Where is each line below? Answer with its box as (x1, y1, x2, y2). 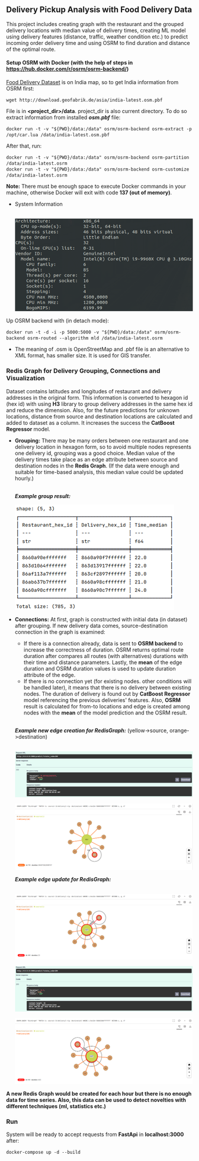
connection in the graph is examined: (14, 628, 105, 636)
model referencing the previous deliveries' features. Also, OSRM (23, 696, 181, 704)
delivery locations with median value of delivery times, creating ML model (6, 27, 186, 34)
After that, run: (6, 142, 42, 150)
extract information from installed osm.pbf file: (6, 114, 121, 121)
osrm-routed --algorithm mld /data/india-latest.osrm (27, 335, 163, 341)
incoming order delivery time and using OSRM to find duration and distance (6, 39, 191, 46)
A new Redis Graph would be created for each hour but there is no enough (6, 1090, 192, 1097)
